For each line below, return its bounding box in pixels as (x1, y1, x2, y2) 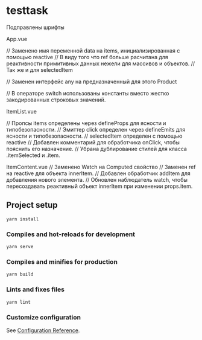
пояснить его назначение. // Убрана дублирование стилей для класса (6, 145, 187, 152)
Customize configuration (6, 313, 81, 321)
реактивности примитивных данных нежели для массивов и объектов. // (6, 60, 195, 67)
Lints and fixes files (6, 285, 65, 293)
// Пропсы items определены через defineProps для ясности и (6, 119, 166, 127)
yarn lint (6, 299, 31, 305)
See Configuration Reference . (6, 327, 80, 334)
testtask (6, 4, 48, 18)
